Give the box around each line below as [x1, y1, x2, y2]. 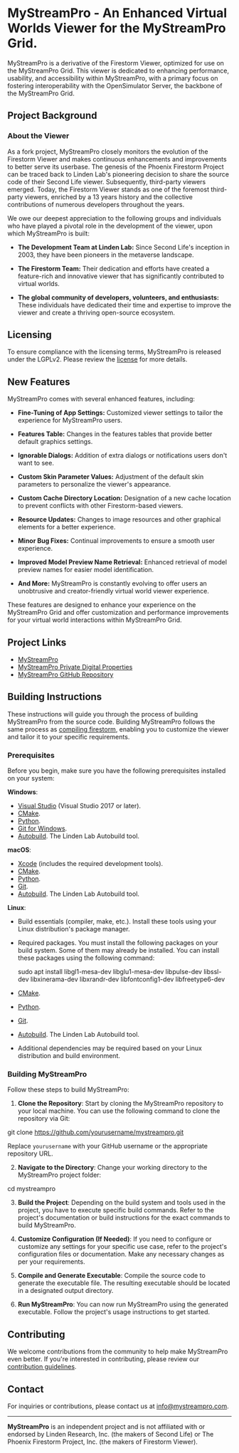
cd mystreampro [7, 1185, 55, 1193]
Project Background [7, 110, 97, 122]
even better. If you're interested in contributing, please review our [7, 1355, 199, 1363]
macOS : [7, 845, 32, 855]
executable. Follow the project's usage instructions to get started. [17, 1308, 211, 1316]
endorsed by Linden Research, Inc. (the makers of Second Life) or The [7, 1430, 214, 1439]
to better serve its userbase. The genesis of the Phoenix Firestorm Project [7, 162, 224, 171]
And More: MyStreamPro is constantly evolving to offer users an [17, 579, 208, 588]
